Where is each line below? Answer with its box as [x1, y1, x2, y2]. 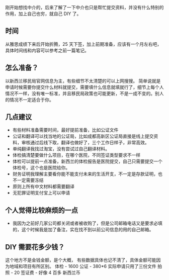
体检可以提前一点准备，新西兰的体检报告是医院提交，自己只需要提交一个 [12, 158, 162, 164]
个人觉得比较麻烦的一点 [5, 206, 78, 215]
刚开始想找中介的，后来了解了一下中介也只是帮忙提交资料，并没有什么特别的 [5, 5, 164, 10]
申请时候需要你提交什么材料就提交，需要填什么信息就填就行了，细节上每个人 [5, 84, 164, 90]
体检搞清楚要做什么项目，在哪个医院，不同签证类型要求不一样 [12, 152, 141, 158]
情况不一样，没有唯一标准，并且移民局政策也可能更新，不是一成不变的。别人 [5, 90, 164, 97]
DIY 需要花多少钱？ [5, 243, 65, 251]
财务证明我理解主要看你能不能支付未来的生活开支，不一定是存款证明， [12, 171, 158, 177]
